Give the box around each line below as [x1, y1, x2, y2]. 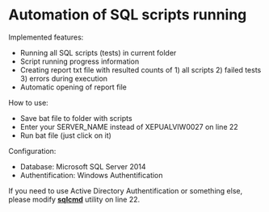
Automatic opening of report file [19, 82, 128, 92]
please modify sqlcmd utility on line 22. [8, 194, 141, 204]
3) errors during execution [19, 73, 107, 83]
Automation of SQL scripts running [8, 6, 247, 24]
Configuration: [8, 146, 57, 156]
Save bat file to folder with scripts [19, 113, 132, 123]
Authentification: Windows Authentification [19, 170, 163, 180]
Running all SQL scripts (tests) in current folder [19, 48, 177, 57]
